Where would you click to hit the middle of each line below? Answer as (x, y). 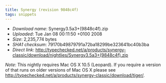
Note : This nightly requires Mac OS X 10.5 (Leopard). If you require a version (83, 65)
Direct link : (23, 50)
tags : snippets (21, 14)
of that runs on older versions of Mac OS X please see (60, 70)
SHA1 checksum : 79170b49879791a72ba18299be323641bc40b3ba (81, 44)
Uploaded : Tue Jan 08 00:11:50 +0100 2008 (57, 34)
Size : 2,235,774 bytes (34, 39)
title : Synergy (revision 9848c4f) (42, 10)
